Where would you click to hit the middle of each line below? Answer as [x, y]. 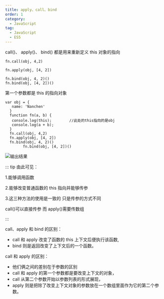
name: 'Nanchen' [28, 106]
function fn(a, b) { [31, 115]
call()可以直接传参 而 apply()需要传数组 [45, 209]
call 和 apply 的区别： [27, 256]
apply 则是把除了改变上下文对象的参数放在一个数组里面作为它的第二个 [83, 285]
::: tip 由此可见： [22, 167]
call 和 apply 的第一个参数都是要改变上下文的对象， [64, 273]
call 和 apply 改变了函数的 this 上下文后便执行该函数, [66, 239]
